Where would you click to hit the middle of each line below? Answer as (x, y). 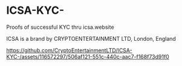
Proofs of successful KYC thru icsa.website (60, 27)
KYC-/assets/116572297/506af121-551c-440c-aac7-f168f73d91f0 (88, 56)
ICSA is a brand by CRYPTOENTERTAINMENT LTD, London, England (91, 38)
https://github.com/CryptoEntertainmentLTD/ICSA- (69, 50)
